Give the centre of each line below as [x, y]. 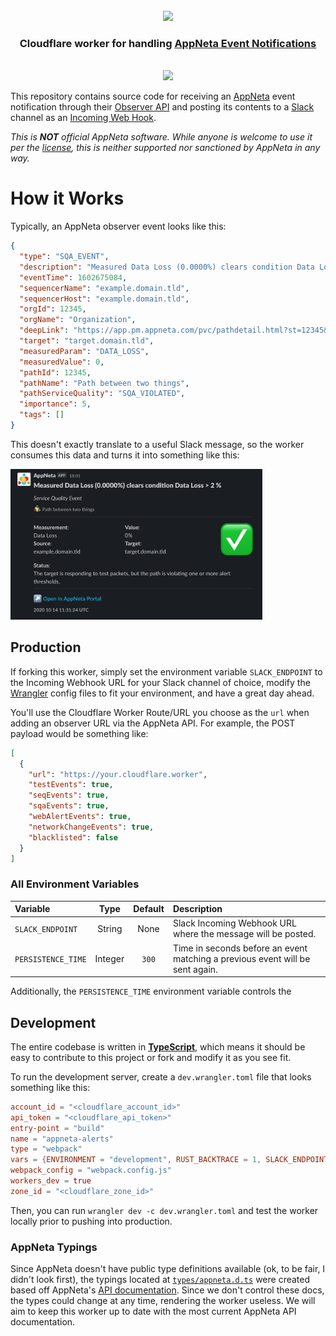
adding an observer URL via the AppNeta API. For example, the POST [153, 723]
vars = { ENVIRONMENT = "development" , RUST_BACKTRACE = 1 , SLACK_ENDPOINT [169, 1160]
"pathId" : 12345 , [55, 372]
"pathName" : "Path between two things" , [104, 383]
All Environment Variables [75, 884]
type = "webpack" [46, 1149]
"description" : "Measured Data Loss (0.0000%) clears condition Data [167, 267]
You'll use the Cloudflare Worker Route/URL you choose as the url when [160, 712]
